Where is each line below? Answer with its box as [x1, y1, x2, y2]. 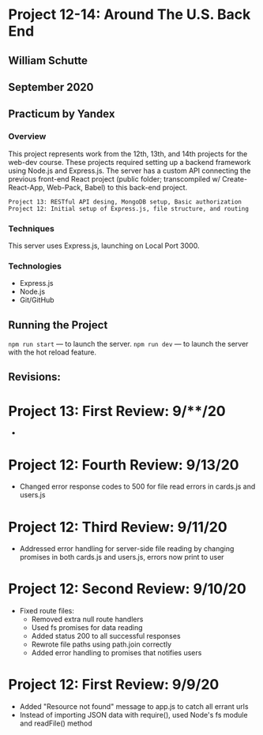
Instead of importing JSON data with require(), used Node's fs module [19, 711, 248, 720]
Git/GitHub [19, 295, 54, 305]
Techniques [8, 223, 55, 234]
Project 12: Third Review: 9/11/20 [8, 518, 227, 536]
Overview [8, 131, 47, 142]
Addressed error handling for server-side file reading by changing [19, 544, 235, 553]
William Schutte [8, 54, 88, 67]
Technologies [8, 261, 62, 272]
